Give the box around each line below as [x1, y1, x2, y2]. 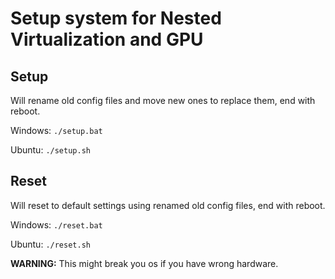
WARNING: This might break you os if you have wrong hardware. [10, 257, 279, 269]
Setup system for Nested [10, 7, 222, 30]
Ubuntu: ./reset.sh [10, 238, 91, 250]
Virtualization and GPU [10, 28, 204, 51]
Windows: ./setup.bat [10, 125, 103, 136]
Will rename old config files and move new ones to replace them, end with [10, 95, 316, 106]
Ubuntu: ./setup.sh [10, 144, 91, 156]
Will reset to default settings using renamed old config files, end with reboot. [10, 199, 326, 211]
